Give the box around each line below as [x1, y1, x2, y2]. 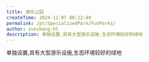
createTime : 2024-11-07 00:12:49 [6, 15, 92, 21]
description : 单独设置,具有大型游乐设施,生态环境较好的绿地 [6, 32, 144, 38]
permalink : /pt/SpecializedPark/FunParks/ [6, 20, 116, 26]
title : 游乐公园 [6, 9, 44, 15]
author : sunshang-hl [6, 26, 59, 32]
